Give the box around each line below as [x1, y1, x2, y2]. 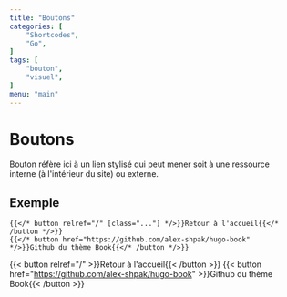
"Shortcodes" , [26, 30, 79, 39]
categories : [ [9, 22, 64, 31]
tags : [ [9, 56, 39, 65]
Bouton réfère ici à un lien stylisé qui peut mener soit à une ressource [9, 159, 271, 169]
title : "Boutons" [9, 13, 76, 23]
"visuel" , [26, 73, 64, 82]
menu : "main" [9, 89, 59, 98]
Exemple [9, 195, 60, 210]
